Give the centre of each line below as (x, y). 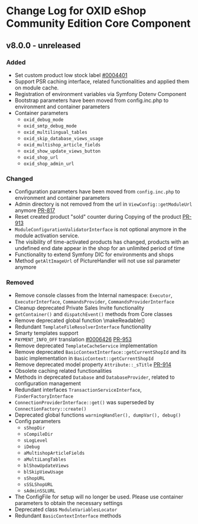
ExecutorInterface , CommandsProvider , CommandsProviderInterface (94, 302)
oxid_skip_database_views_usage (63, 138)
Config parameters (38, 421)
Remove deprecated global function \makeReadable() (80, 321)
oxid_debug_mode (43, 120)
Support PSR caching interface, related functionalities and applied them (102, 81)
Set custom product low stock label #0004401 (71, 75)
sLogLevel (36, 441)
